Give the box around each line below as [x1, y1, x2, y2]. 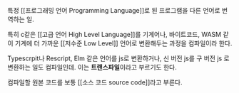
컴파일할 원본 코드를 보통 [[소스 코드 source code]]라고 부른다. [7, 78, 183, 87]
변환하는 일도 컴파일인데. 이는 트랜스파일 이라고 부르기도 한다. [7, 63, 177, 71]
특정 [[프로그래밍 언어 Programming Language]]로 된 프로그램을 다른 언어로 [7, 6, 220, 14]
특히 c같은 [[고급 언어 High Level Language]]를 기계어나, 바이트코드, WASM [7, 31, 222, 38]
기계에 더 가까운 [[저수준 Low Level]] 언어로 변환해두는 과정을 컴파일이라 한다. [14, 39, 233, 48]
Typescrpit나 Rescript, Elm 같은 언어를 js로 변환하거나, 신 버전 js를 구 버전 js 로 [7, 54, 230, 62]
